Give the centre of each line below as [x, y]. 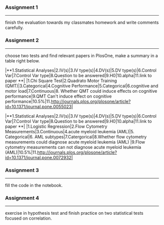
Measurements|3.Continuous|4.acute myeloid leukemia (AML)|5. [70, 131]
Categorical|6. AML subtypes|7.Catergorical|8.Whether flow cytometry [76, 137]
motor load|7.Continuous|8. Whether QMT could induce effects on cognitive [81, 91]
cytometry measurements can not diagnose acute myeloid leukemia [73, 147]
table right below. [22, 61]
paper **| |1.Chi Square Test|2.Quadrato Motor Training [61, 81]
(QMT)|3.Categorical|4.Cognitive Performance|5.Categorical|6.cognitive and [82, 86]
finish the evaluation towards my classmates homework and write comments [82, 22]
